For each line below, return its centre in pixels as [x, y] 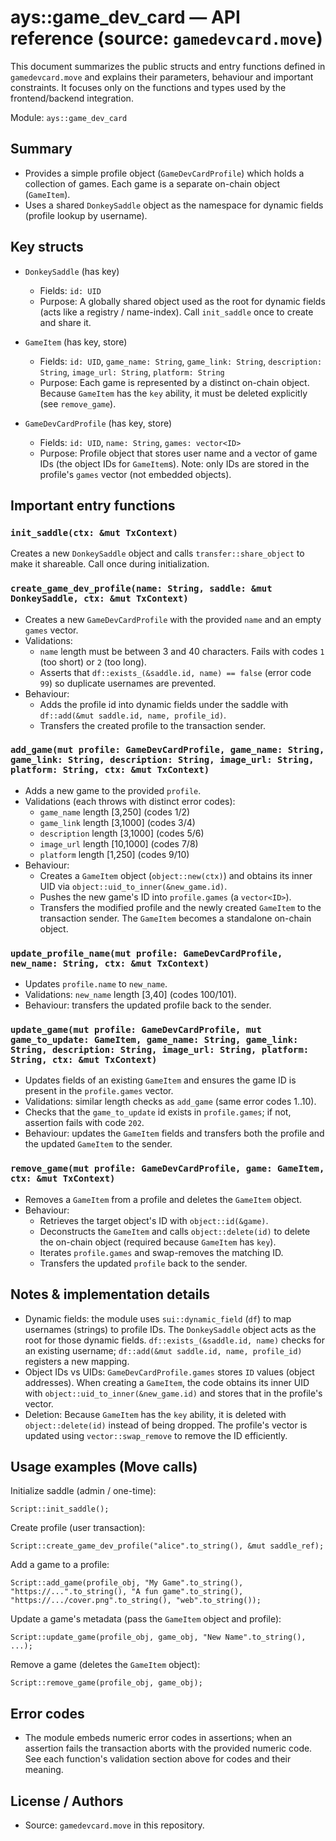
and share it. [65, 322]
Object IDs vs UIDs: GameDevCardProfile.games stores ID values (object [169, 1372]
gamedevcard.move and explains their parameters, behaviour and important [162, 77]
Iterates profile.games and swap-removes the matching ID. [161, 1252]
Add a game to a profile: [60, 1565]
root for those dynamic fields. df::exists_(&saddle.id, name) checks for [174, 1340]
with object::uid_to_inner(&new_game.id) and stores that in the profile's [173, 1393]
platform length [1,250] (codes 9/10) [114, 854]
